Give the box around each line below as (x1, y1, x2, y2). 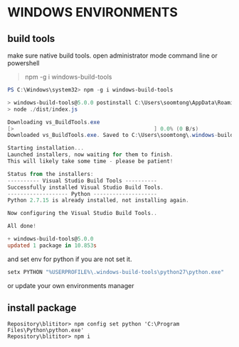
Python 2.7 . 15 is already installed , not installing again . (7, 197, 190, 204)
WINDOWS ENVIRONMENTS (7, 4, 178, 21)
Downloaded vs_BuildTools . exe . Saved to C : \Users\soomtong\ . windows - (7, 132, 218, 139)
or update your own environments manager (7, 281, 134, 290)
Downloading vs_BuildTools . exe (7, 119, 100, 126)
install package (7, 302, 77, 314)
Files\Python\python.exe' (7, 327, 84, 334)
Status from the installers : (7, 170, 94, 177)
